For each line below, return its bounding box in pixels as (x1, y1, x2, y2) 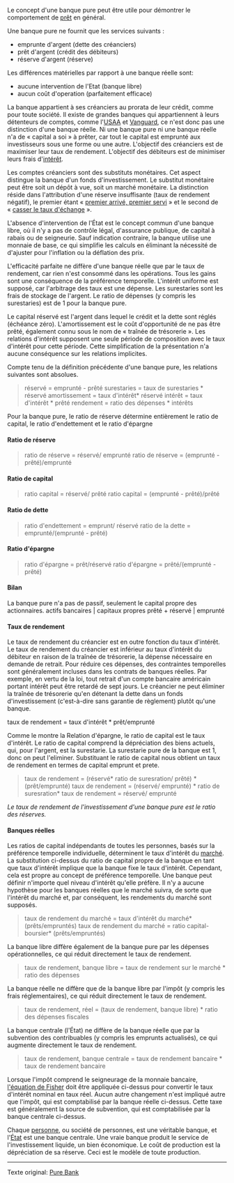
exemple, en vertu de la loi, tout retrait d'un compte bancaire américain (7, 675, 211, 683)
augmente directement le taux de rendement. (7, 1041, 137, 1049)
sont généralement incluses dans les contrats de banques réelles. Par (7, 667, 208, 676)
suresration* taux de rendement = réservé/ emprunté (24, 789, 177, 798)
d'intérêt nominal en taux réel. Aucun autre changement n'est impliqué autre (7, 1090, 226, 1099)
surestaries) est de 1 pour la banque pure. (7, 299, 127, 307)
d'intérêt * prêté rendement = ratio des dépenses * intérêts (24, 399, 194, 407)
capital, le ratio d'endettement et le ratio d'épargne (7, 419, 153, 428)
